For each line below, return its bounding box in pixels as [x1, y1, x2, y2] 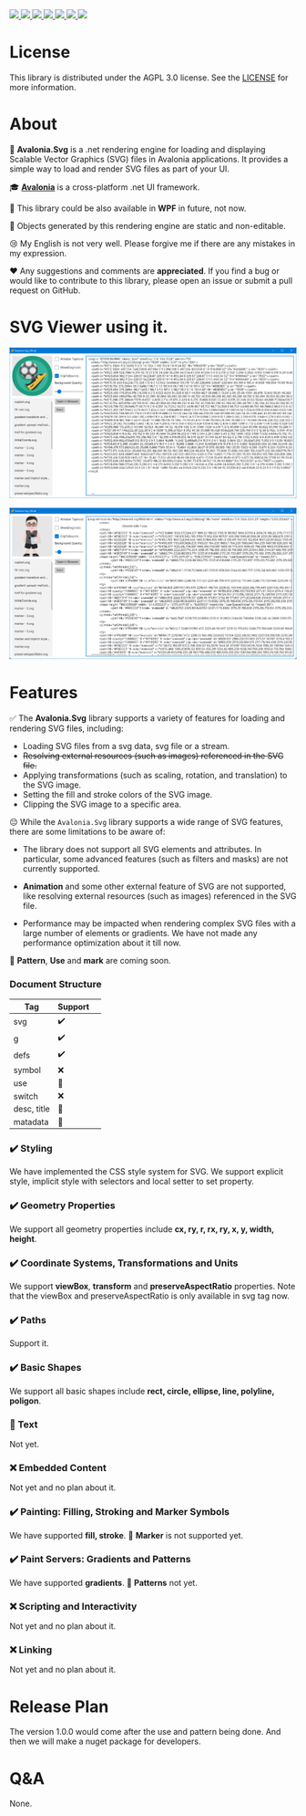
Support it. [9, 1338, 49, 1349]
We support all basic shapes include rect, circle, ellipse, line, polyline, [9, 1385, 275, 1396]
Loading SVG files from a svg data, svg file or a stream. [22, 740, 230, 751]
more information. [9, 81, 76, 92]
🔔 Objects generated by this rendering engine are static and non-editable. [9, 220, 287, 231]
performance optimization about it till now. [22, 937, 182, 948]
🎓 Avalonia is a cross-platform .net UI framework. [9, 182, 200, 193]
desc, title [13, 1103, 50, 1114]
